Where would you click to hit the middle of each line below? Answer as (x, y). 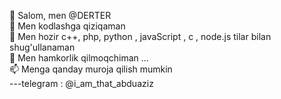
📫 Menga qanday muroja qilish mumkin (91, 69)
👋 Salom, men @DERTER (60, 15)
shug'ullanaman (42, 47)
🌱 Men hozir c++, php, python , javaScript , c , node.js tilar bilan (140, 36)
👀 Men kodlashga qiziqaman (67, 26)
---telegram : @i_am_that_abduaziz (81, 83)
